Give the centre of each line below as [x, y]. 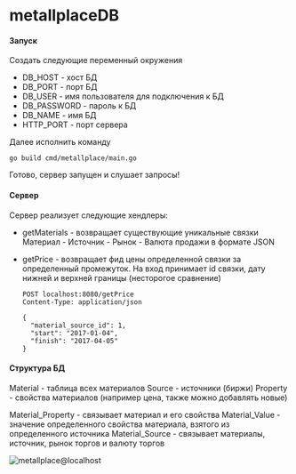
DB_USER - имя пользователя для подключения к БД [123, 96]
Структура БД [37, 368]
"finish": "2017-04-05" [74, 341]
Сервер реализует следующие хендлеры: [89, 215]
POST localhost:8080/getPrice [78, 294]
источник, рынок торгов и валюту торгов [87, 443]
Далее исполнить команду [60, 142]
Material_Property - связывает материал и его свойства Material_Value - [145, 414]
